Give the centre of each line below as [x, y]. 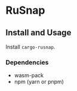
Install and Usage [38, 33]
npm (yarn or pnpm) [39, 82]
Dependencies [27, 62]
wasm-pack [29, 75]
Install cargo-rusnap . [30, 47]
